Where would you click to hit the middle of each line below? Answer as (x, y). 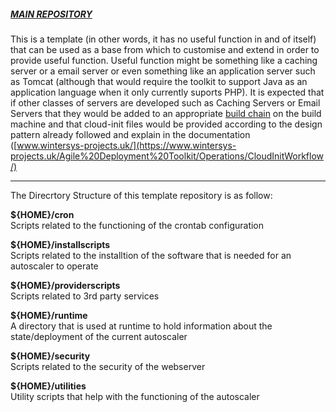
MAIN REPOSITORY (51, 14)
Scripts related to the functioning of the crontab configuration (137, 225)
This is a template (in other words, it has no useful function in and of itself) (163, 39)
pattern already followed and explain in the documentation (130, 134)
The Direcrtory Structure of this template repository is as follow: (141, 195)
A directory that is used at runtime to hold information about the (141, 326)
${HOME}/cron (42, 214)
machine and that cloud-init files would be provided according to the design (166, 124)
